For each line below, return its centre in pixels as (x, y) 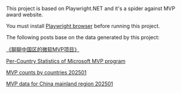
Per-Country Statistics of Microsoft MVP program (66, 61)
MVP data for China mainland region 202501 (60, 84)
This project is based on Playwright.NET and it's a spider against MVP (90, 8)
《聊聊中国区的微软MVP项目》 (43, 49)
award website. (25, 15)
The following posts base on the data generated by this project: (83, 37)
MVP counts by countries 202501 (46, 72)
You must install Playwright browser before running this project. (83, 26)
